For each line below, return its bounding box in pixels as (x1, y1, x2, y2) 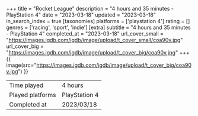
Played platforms (9, 91, 56, 99)
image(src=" (6, 62, 37, 69)
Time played (9, 81, 44, 89)
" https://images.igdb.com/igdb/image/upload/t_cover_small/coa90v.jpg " (6, 37, 183, 43)
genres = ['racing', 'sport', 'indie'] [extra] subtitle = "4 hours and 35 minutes (6, 24, 191, 31)
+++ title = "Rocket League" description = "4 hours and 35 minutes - (6, 5, 174, 12)
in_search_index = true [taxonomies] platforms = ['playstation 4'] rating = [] (6, 18, 190, 24)
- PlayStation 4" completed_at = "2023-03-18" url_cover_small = (6, 30, 164, 37)
